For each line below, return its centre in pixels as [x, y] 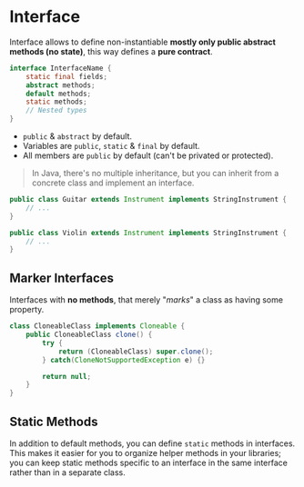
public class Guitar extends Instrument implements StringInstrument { [148, 200]
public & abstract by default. [77, 136]
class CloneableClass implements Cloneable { [97, 326]
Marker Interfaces [62, 278]
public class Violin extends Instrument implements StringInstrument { [148, 233]
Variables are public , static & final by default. [111, 146]
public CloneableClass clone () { [89, 334]
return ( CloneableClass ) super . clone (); [136, 352]
